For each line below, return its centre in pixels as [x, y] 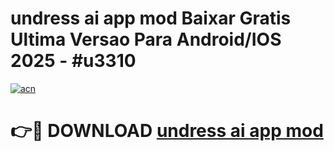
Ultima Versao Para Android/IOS [146, 39]
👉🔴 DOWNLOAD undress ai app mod [167, 131]
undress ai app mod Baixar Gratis [151, 18]
